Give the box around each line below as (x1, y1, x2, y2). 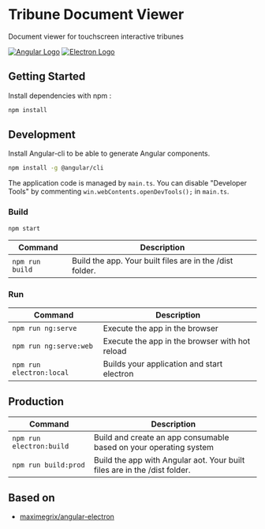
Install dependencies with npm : (8, 91, 112, 100)
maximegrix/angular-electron (19, 512, 114, 522)
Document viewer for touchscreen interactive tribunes (8, 32, 184, 41)
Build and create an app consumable (93, 432, 230, 443)
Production (8, 395, 65, 408)
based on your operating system (93, 441, 215, 452)
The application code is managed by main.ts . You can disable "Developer (8, 178, 247, 188)
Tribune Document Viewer (8, 6, 185, 24)
